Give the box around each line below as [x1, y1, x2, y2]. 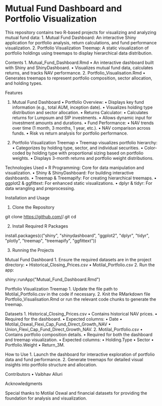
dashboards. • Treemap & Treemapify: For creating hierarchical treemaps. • [5, 175, 157, 181]
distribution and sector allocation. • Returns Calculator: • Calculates [12, 109, 148, 115]
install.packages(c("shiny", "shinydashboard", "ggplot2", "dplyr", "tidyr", [5, 232, 150, 238]
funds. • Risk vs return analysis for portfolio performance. [12, 130, 128, 136]
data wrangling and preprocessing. [5, 185, 75, 191]
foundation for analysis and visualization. [5, 395, 88, 401]
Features [5, 90, 23, 96]
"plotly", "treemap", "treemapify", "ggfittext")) [5, 237, 96, 244]
